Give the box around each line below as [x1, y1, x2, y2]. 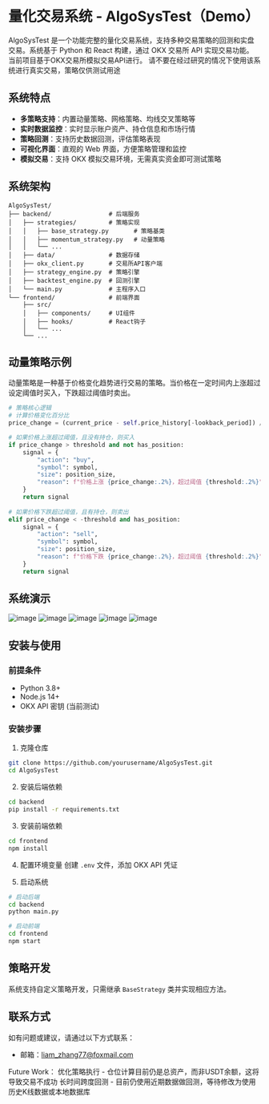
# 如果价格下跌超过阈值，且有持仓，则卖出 [8, 508, 130, 516]
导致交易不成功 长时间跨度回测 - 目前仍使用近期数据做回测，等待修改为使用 [8, 1077, 256, 1086]
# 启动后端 [8, 892, 40, 901]
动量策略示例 [8, 355, 72, 369]
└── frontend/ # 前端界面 [8, 293, 140, 301]
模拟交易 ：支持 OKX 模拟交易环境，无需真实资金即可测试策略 [19, 154, 222, 163]
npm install [8, 844, 48, 852]
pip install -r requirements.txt [8, 806, 120, 814]
